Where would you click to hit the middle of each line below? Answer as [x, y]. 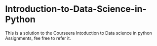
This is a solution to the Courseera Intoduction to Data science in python [78, 33]
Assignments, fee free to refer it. [38, 38]
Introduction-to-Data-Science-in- [76, 9]
